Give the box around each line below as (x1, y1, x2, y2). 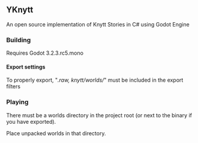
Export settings (6, 63, 46, 70)
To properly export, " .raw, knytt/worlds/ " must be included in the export (6, 76, 184, 84)
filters (6, 83, 21, 90)
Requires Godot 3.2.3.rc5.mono (6, 49, 84, 56)
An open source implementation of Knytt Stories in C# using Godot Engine (6, 20, 190, 28)
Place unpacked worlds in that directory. (6, 129, 106, 137)
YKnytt (6, 5, 34, 15)
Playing (6, 98, 29, 106)
